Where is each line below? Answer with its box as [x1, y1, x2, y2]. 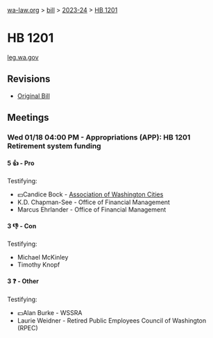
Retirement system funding [7, 142, 102, 151]
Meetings [7, 112, 50, 124]
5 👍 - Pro [7, 159, 35, 167]
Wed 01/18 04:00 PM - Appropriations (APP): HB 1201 [7, 133, 191, 142]
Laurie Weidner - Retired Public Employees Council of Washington [17, 316, 207, 325]
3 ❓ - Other [7, 277, 40, 285]
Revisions [7, 73, 51, 85]
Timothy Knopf [17, 260, 60, 269]
